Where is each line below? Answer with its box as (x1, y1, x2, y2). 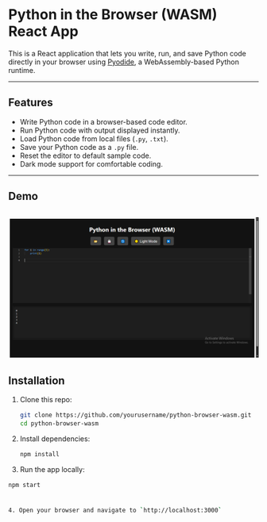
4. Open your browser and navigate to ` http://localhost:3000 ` (8, 506, 222, 514)
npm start (8, 481, 41, 489)
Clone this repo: (19, 395, 72, 405)
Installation (8, 374, 65, 387)
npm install (19, 451, 60, 459)
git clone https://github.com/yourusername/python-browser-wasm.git (19, 411, 252, 420)
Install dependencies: (19, 434, 91, 443)
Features (8, 96, 53, 109)
